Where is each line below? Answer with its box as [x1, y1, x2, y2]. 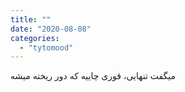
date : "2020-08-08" [10, 24, 92, 34]
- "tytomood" [19, 42, 74, 53]
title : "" [10, 14, 52, 25]
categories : [10, 33, 60, 43]
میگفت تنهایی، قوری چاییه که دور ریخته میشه [10, 70, 177, 82]
